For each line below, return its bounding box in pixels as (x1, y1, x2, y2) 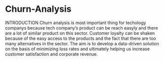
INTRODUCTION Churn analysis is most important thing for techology (5, 20, 146, 26)
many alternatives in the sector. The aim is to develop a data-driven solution (5, 40, 159, 46)
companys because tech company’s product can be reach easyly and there (5, 25, 159, 31)
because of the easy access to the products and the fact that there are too (5, 35, 156, 41)
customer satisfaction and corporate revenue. (5, 51, 98, 57)
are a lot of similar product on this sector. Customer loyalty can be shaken (5, 30, 155, 36)
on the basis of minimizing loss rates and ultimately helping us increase (5, 46, 150, 52)
